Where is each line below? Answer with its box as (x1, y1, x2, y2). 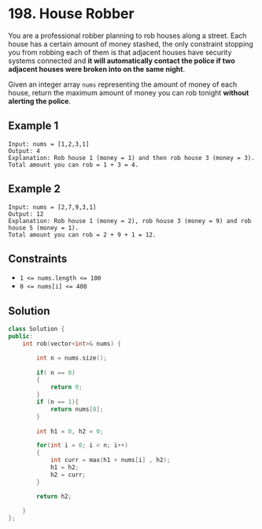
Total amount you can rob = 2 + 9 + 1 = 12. (8, 230, 157, 239)
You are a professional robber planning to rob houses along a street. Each (8, 31, 247, 40)
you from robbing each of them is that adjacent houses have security (8, 47, 232, 57)
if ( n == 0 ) (36, 368, 76, 377)
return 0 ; (50, 383, 83, 391)
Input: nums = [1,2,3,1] (8, 140, 90, 148)
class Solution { (8, 325, 65, 333)
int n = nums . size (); (36, 354, 108, 362)
